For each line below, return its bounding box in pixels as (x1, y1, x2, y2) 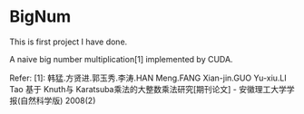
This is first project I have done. (9, 36, 128, 47)
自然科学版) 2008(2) (20, 95, 96, 106)
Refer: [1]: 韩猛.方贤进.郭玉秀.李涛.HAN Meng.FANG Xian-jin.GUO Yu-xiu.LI (9, 72, 288, 83)
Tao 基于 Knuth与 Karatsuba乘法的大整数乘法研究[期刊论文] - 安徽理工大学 (9, 83, 288, 94)
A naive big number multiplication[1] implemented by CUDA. (9, 53, 233, 64)
